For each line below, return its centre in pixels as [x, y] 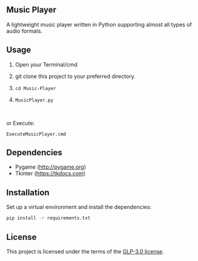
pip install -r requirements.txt [48, 218]
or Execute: [21, 123]
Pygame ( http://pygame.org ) [51, 167]
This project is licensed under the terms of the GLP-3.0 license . [85, 251]
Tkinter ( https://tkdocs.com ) [50, 173]
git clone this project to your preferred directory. [75, 76]
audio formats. [25, 31]
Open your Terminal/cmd [46, 64]
